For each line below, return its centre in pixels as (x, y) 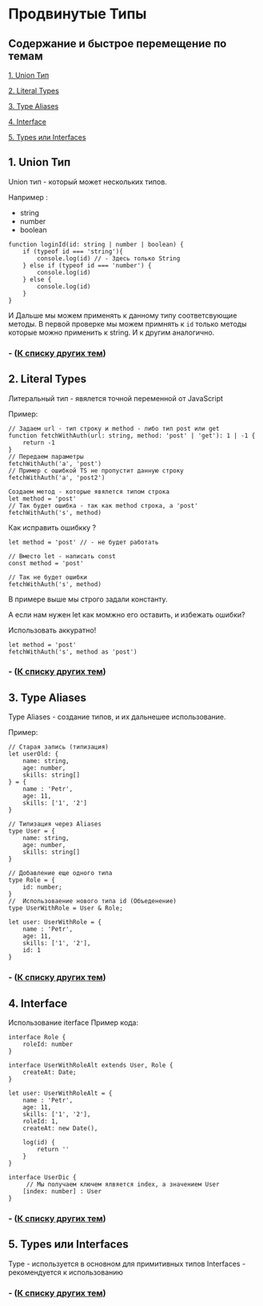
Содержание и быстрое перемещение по (118, 44)
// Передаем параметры (46, 456)
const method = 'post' (46, 563)
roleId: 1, (41, 1122)
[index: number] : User (62, 1191)
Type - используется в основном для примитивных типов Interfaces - (127, 1264)
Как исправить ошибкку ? (52, 527)
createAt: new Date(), (60, 1129)
